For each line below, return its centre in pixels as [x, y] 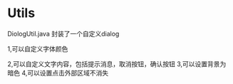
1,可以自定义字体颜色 [38, 48]
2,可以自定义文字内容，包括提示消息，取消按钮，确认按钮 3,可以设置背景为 [117, 64]
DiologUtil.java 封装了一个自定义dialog [63, 33]
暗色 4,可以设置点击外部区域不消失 [58, 73]
